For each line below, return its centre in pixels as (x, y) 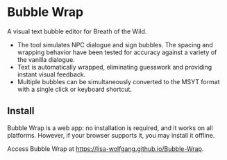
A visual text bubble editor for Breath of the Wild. (77, 31)
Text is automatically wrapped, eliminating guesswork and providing (115, 67)
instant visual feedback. (51, 74)
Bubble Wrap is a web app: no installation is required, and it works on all (110, 128)
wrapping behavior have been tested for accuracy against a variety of (117, 52)
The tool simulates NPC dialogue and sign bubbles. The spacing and (115, 45)
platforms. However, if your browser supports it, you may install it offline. (111, 135)
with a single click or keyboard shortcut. (74, 89)
